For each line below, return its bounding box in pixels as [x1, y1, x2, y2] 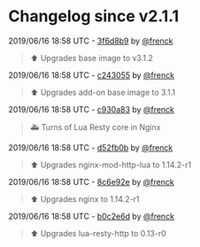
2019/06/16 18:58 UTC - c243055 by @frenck [8, 69, 174, 81]
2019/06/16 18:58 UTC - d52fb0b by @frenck [8, 142, 173, 152]
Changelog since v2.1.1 [8, 6, 179, 27]
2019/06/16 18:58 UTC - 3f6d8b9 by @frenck [8, 35, 173, 46]
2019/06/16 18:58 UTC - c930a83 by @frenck [8, 104, 174, 114]
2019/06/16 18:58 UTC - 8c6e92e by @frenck [8, 176, 174, 187]
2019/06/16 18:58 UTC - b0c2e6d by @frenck [8, 211, 174, 221]
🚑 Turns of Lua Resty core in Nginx [29, 121, 161, 132]
